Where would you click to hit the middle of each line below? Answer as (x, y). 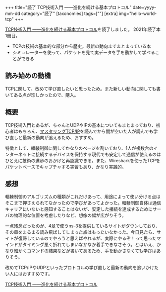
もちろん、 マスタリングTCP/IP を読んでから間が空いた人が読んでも (86, 131)
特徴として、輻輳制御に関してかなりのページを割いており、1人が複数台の (79, 148)
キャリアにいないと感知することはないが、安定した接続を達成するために (79, 209)
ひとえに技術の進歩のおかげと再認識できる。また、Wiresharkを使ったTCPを (83, 160)
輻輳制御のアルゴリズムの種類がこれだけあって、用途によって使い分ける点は (83, 197)
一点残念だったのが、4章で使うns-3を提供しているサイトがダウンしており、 (83, 226)
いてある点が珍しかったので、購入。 (42, 95)
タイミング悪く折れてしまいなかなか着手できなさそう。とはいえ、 (89, 245)
